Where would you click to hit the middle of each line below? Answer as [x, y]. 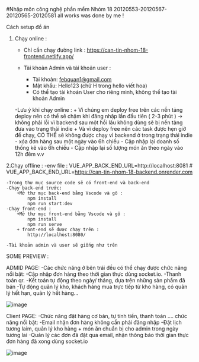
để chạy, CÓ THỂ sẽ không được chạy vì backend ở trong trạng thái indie [104, 135]
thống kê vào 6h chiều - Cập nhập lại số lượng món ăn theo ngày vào [99, 148]
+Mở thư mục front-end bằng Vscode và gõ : [71, 214]
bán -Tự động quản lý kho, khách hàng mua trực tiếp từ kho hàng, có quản [97, 287]
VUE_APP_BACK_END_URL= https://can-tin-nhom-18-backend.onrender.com [99, 172]
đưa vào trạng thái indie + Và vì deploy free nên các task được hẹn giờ [100, 129]
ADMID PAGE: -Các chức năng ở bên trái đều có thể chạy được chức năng [97, 268]
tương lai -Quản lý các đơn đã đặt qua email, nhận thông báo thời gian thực [98, 335]
